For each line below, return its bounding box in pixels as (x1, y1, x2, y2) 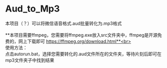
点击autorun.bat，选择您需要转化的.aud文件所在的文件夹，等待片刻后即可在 (5, 51, 162, 57)
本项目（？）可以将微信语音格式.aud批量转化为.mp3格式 (5, 20, 122, 26)
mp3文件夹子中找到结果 (5, 57, 54, 63)
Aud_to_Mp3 (5, 3, 60, 15)
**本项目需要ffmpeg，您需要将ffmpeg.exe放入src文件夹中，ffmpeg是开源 (5, 32, 158, 38)
